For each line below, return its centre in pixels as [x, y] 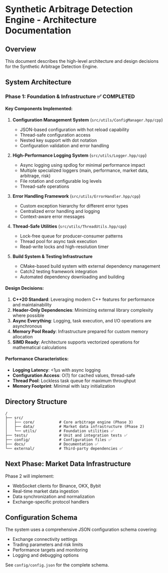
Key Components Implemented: [39, 108]
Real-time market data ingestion [45, 491]
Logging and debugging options [46, 555]
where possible [28, 315]
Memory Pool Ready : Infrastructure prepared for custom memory [80, 331]
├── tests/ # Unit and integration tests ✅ [66, 435]
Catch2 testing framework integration [59, 271]
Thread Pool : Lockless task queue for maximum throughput [74, 381]
